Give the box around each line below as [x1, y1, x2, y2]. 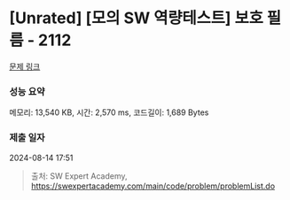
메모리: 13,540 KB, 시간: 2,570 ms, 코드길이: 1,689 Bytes [9, 107, 209, 118]
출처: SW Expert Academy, [30, 170, 128, 181]
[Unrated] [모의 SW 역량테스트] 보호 [9, 8, 263, 28]
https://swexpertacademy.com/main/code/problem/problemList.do [30, 181, 276, 191]
